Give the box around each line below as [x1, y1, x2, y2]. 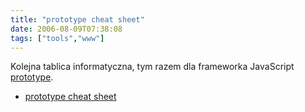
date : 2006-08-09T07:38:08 [10, 24, 123, 34]
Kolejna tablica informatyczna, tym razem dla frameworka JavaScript [10, 61, 295, 73]
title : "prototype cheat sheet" [10, 14, 145, 25]
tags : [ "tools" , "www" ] [10, 33, 105, 43]
